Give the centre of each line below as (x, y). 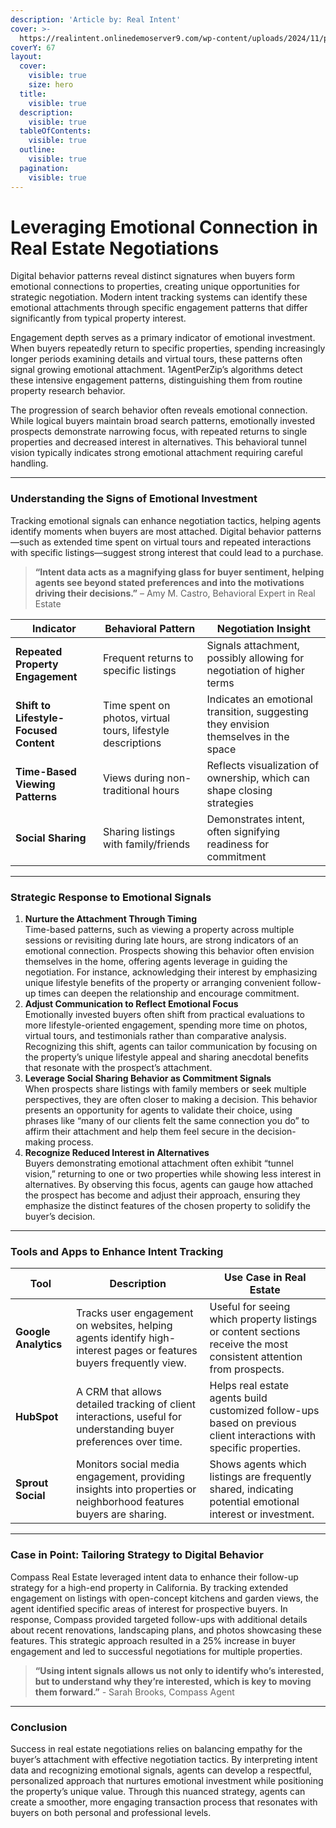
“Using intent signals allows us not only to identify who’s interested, (179, 1670)
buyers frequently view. (131, 1363)
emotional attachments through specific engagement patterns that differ (159, 308)
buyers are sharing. (121, 1514)
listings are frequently (260, 1477)
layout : (26, 57)
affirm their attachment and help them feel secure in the (139, 1132)
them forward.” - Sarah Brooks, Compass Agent (134, 1692)
